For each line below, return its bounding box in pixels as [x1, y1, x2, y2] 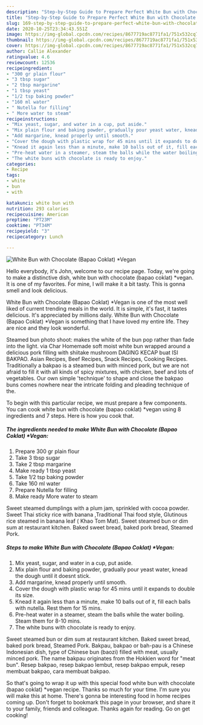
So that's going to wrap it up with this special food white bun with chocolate [6, 679, 195, 686]
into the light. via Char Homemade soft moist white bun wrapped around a [6, 342, 190, 349]
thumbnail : [6, 37, 34, 43]
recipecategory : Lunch [6, 234, 63, 240]
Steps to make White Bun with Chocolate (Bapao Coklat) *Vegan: [6, 544, 175, 551]
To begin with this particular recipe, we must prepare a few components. [6, 399, 187, 406]
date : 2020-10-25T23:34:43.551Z [6, 25, 88, 32]
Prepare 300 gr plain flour [14, 448, 80, 455]
